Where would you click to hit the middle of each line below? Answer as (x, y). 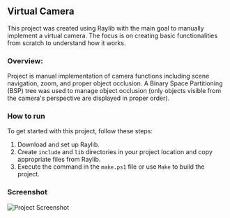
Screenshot (27, 192)
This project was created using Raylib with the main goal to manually (106, 28)
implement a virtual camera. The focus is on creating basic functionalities (113, 35)
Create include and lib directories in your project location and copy (115, 152)
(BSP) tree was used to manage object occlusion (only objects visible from (114, 91)
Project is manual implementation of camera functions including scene (108, 76)
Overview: (25, 60)
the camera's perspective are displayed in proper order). (89, 98)
